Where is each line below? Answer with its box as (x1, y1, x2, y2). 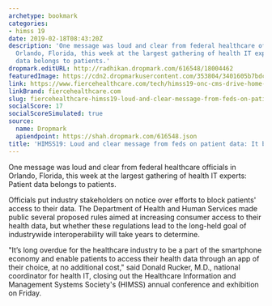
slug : (8, 95, 27, 103)
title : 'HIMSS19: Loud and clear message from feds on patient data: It (8, 139, 259, 148)
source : (8, 117, 35, 125)
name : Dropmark (15, 125, 67, 133)
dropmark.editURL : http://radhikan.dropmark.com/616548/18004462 (8, 65, 233, 73)
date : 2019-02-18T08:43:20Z (8, 34, 104, 43)
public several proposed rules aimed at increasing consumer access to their (8, 212, 261, 222)
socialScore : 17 (8, 102, 63, 110)
